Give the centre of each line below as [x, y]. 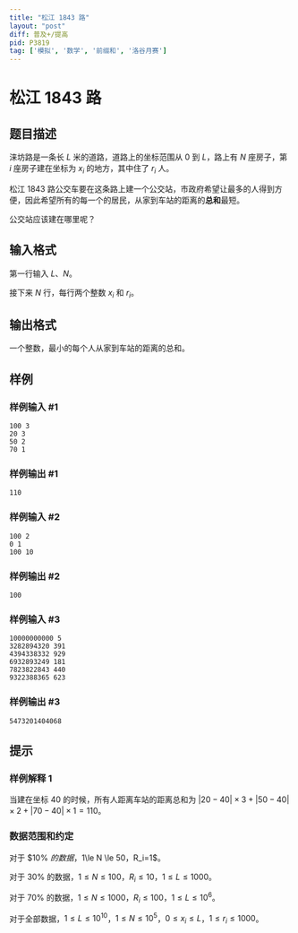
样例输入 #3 [35, 619]
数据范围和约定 [42, 836]
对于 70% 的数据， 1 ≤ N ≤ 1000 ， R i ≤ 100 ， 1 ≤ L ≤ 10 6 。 [115, 898]
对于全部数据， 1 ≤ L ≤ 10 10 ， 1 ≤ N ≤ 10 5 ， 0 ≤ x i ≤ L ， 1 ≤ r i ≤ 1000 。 [136, 919]
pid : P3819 [30, 43]
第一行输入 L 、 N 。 [43, 273]
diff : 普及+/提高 [39, 34]
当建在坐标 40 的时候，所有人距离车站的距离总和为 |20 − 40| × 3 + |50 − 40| [149, 799]
